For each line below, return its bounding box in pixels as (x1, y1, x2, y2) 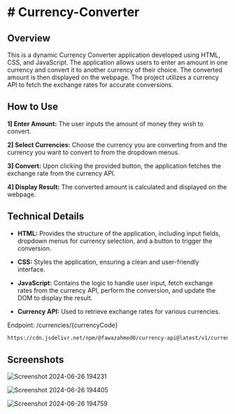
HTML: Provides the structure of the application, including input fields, (17, 229, 221, 237)
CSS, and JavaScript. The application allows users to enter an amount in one (7, 58, 228, 67)
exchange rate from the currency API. (7, 169, 115, 178)
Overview (7, 32, 51, 44)
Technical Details (7, 211, 85, 222)
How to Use (7, 101, 59, 113)
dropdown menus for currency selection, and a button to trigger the (17, 236, 213, 245)
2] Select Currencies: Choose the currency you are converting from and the (7, 140, 227, 149)
